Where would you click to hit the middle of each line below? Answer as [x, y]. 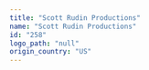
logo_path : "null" [44, 43]
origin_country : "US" [51, 52]
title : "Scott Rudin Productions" [75, 18]
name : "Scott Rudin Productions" [73, 26]
